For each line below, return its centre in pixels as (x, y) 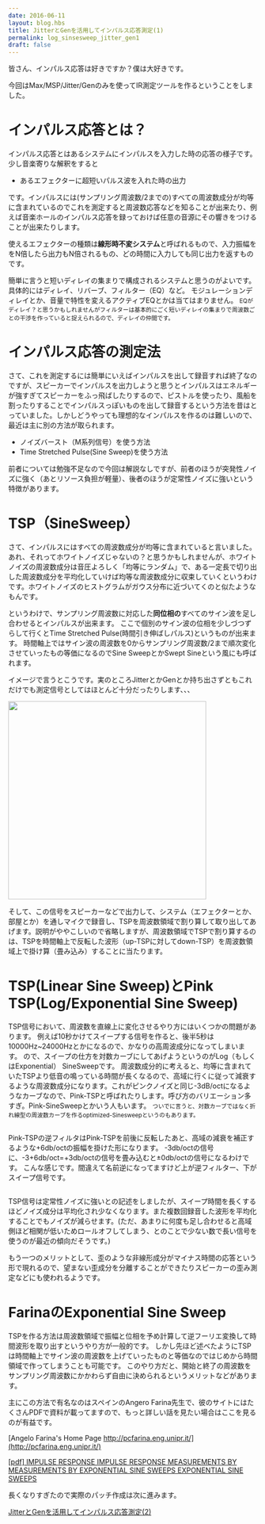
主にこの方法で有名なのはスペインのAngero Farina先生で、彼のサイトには (128, 1402)
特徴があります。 (36, 489)
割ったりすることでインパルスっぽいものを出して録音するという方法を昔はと (133, 405)
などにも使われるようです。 (59, 1278)
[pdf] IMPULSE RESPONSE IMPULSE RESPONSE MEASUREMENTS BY (123, 1461)
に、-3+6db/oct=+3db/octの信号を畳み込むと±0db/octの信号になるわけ (125, 1157)
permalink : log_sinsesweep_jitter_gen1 (74, 38)
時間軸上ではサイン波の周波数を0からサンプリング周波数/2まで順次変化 (140, 643)
